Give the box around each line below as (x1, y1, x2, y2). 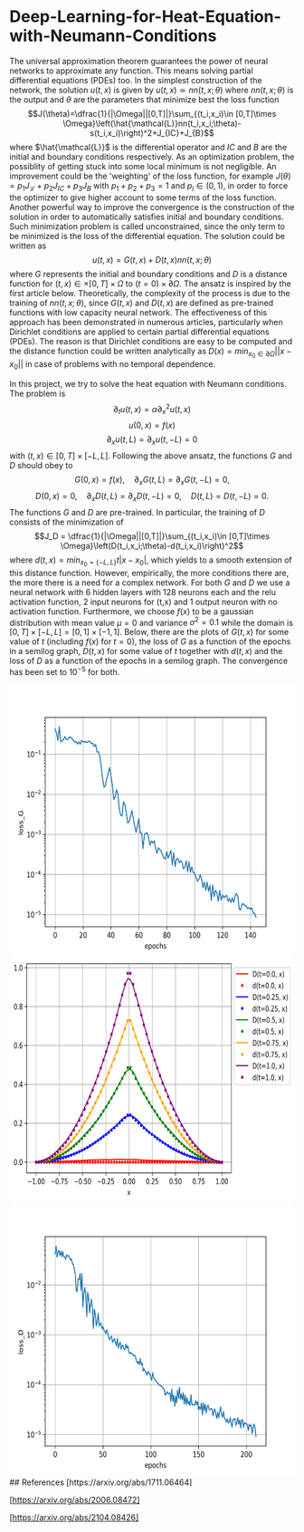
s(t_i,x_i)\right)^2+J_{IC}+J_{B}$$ (90, 127, 214, 138)
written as (9, 240, 47, 251)
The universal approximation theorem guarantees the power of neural (9, 55, 269, 66)
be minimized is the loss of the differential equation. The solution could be (9, 230, 285, 241)
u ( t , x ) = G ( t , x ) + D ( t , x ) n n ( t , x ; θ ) (91, 254, 213, 265)
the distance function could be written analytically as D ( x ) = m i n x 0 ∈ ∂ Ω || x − (9, 345, 292, 360)
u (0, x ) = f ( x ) (128, 419, 176, 431)
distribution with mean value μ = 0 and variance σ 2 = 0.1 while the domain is (9, 615, 294, 628)
